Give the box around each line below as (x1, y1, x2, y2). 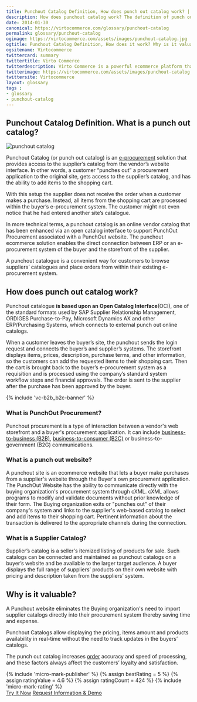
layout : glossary (6, 80, 49, 86)
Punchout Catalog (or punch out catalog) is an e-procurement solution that (6, 154, 187, 161)
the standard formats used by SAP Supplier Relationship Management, (6, 309, 176, 316)
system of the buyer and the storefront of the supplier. (38, 246, 170, 253)
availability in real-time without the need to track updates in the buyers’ (6, 635, 178, 642)
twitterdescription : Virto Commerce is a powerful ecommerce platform (6, 63, 182, 69)
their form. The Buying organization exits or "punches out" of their (6, 500, 166, 507)
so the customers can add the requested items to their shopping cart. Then (6, 357, 188, 365)
